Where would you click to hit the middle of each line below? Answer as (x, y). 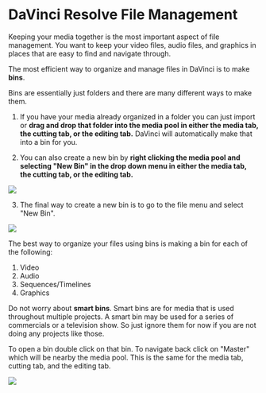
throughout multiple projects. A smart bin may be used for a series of (121, 317)
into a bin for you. (48, 142)
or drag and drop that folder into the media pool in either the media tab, (139, 125)
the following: (31, 251)
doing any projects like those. (56, 333)
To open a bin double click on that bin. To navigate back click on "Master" (129, 348)
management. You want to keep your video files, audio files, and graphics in (132, 45)
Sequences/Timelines (55, 284)
